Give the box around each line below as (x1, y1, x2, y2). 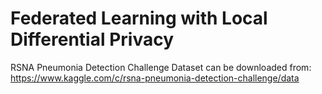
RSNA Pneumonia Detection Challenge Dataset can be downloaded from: (10, 61, 312, 73)
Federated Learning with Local (10, 7, 268, 30)
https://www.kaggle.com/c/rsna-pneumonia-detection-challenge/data (10, 72, 300, 84)
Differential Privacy (10, 28, 175, 51)
